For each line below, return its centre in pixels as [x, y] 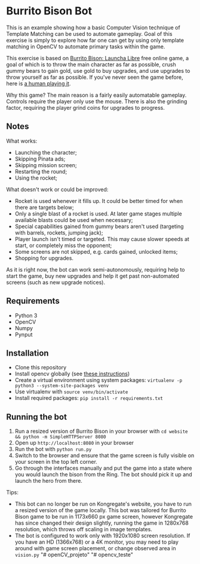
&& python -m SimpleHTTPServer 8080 [60, 437]
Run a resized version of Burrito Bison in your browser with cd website [101, 432]
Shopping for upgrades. [44, 258]
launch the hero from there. [48, 481]
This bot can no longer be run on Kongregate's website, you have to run [103, 504]
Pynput [24, 334]
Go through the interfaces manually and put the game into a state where [103, 468]
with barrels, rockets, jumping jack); [59, 232]
